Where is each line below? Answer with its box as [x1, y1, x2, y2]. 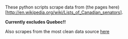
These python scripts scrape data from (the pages [5, 4, 108, 10]
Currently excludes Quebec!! [5, 19, 66, 25]
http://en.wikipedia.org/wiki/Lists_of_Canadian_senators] [6, 9, 122, 15]
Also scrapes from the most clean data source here [5, 29, 110, 34]
